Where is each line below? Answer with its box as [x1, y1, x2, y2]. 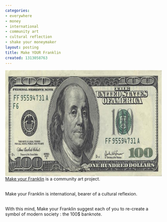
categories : [5, 8, 30, 13]
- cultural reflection [5, 34, 52, 39]
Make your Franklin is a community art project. [5, 176, 100, 182]
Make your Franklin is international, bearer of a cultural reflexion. [5, 191, 138, 197]
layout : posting [5, 45, 39, 50]
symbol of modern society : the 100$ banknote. [5, 211, 102, 217]
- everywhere [5, 13, 32, 18]
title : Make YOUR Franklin [5, 50, 61, 55]
